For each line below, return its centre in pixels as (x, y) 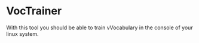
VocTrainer (34, 11)
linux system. (22, 33)
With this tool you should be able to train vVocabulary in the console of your (99, 27)
